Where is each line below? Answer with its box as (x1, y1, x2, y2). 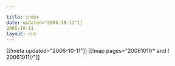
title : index (6, 14, 39, 20)
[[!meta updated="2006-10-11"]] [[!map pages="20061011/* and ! (6, 47, 170, 55)
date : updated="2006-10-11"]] (6, 19, 83, 26)
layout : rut (6, 31, 36, 37)
